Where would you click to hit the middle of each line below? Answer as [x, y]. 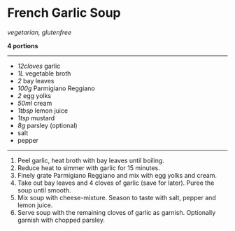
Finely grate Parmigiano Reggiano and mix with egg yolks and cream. [117, 175]
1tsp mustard [36, 118]
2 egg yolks [34, 95]
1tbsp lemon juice [43, 111]
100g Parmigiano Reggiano [56, 88]
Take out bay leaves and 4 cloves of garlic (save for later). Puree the [116, 183]
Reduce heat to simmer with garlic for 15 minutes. [88, 168]
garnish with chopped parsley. [61, 220]
